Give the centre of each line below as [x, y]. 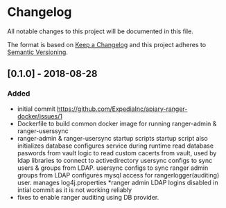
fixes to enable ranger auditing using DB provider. [88, 197]
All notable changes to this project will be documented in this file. [101, 31]
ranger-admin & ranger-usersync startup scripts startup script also [112, 138]
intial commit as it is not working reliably [75, 190]
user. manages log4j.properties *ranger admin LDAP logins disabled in [118, 182]
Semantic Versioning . [37, 52]
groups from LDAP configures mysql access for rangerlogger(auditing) [118, 175]
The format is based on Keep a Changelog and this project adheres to [107, 44]
